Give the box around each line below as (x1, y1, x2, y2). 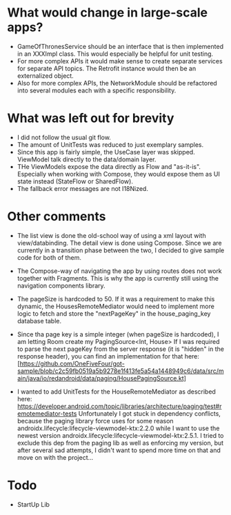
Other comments (7, 209, 106, 225)
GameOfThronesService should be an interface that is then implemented (17, 42, 224, 50)
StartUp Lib (17, 500, 50, 508)
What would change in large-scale (7, 5, 208, 21)
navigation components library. (17, 281, 106, 290)
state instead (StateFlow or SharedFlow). (17, 177, 133, 185)
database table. (17, 316, 62, 325)
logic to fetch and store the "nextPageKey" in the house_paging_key (17, 309, 211, 318)
